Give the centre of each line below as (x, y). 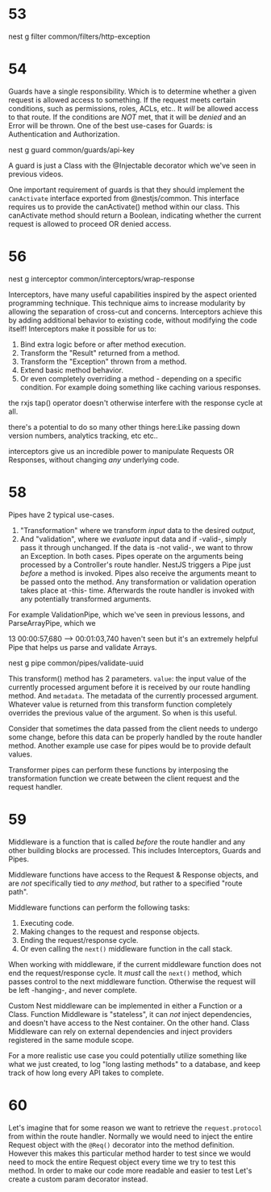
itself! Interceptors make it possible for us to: (83, 328)
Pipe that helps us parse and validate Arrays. (83, 647)
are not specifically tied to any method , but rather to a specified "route (125, 883)
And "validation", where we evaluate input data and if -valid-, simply (133, 539)
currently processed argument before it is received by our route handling (129, 687)
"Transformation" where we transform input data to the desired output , (138, 530)
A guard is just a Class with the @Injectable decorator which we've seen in (132, 165)
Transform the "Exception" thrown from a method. (103, 361)
